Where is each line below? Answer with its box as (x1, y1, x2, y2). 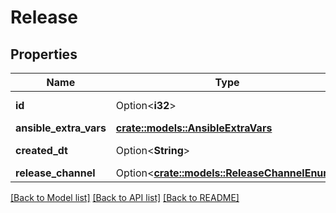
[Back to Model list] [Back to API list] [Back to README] (10, 192, 240, 203)
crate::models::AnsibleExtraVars (115, 121, 273, 135)
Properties (10, 46, 78, 63)
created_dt (15, 144, 68, 157)
